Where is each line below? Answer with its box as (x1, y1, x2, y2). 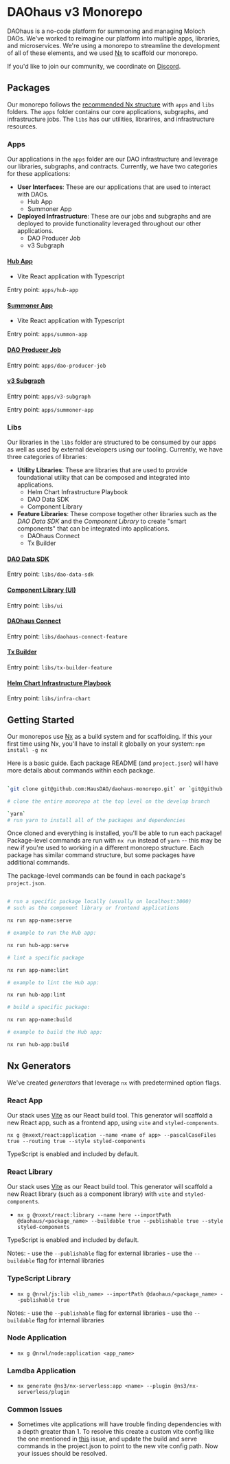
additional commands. (7, 858, 70, 867)
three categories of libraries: (7, 453, 88, 461)
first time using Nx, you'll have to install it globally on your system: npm (7, 740, 205, 748)
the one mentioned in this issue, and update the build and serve (16, 1434, 198, 1443)
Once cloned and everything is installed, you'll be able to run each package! (7, 829, 222, 837)
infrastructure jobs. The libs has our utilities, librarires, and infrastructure (7, 115, 215, 123)
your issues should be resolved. (16, 1450, 108, 1458)
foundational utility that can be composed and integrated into (16, 474, 190, 482)
